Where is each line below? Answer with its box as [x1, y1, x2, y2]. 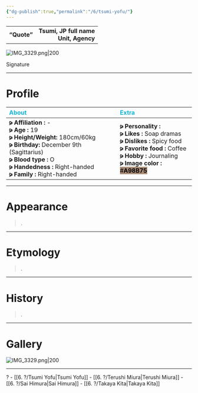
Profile [6, 87, 39, 100]
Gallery [6, 337, 42, 350]
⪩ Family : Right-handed [9, 170, 77, 178]
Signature [6, 60, 30, 68]
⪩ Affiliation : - [9, 118, 51, 126]
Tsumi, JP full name [38, 27, 95, 35]
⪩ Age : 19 [9, 125, 38, 134]
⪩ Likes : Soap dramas [120, 129, 181, 138]
